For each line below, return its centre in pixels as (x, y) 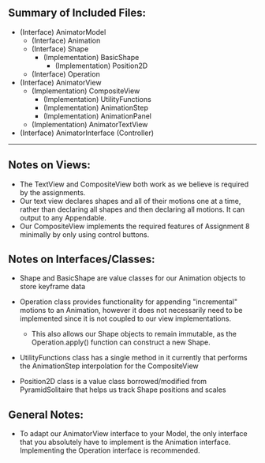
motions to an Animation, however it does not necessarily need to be (131, 311)
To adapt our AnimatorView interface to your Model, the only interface (133, 434)
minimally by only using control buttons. (84, 234)
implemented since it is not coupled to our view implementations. (125, 318)
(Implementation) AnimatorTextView (90, 124)
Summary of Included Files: (77, 13)
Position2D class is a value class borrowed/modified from (113, 382)
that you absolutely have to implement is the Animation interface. (125, 442)
